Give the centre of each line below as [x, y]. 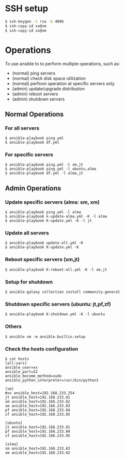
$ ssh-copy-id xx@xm [26, 30]
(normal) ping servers [34, 73]
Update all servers [27, 233]
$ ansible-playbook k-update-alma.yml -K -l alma [56, 217]
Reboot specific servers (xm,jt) [42, 260]
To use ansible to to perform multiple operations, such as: [62, 63]
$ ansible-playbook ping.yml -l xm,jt [44, 165]
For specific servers [29, 155]
